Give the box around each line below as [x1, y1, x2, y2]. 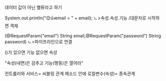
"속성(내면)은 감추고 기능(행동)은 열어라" [4, 60, 83, 66]
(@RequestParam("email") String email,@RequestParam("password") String [4, 33, 161, 38]
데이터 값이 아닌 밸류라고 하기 [4, 4, 62, 10]
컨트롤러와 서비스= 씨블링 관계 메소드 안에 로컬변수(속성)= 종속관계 [4, 70, 135, 76]
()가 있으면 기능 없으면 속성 [4, 49, 57, 55]
